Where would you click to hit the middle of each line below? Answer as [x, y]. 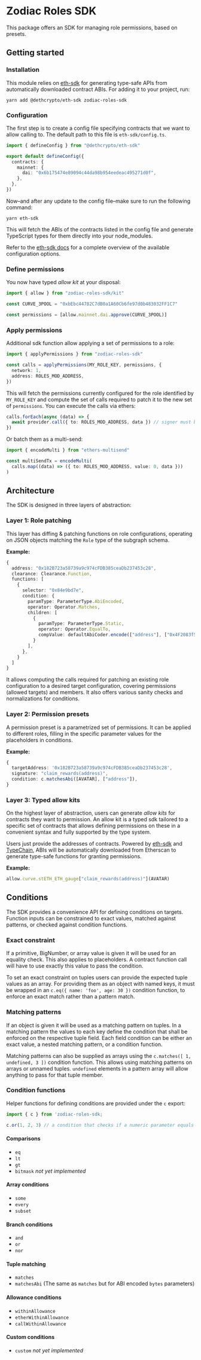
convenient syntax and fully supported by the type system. [79, 832]
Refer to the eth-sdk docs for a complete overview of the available [88, 247]
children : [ [43, 612]
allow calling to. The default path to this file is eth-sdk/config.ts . [86, 134]
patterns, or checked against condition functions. [67, 925]
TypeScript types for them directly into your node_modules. [80, 236]
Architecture [31, 491]
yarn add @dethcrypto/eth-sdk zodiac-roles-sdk [67, 100]
